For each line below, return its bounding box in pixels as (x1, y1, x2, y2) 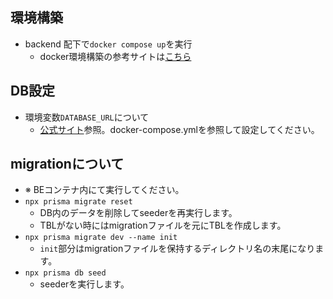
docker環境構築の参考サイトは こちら (39, 50, 192, 62)
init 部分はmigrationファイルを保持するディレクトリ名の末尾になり (39, 243, 316, 255)
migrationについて (10, 156, 125, 173)
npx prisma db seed (24, 268, 107, 278)
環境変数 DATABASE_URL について (24, 111, 150, 123)
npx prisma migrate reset (24, 197, 133, 207)
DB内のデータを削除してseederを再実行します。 (39, 207, 238, 219)
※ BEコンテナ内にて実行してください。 (24, 184, 185, 196)
